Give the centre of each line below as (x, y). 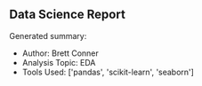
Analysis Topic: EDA (59, 62)
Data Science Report (68, 15)
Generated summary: (48, 35)
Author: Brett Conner (61, 53)
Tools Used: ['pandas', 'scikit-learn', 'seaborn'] (108, 72)
